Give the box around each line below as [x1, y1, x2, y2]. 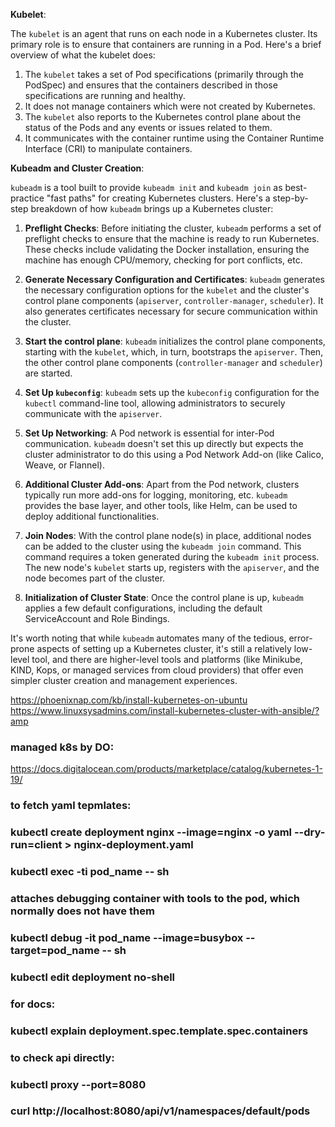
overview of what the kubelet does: [10, 49, 156, 61]
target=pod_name [10, 943, 100, 957]
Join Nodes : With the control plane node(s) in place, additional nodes [24, 530, 312, 541]
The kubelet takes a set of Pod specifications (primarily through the [24, 69, 304, 80]
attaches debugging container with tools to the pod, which [10, 891, 301, 905]
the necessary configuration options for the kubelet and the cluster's [24, 284, 310, 296]
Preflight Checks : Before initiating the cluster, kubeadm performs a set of [24, 222, 322, 234]
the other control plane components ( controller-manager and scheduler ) [24, 357, 323, 368]
